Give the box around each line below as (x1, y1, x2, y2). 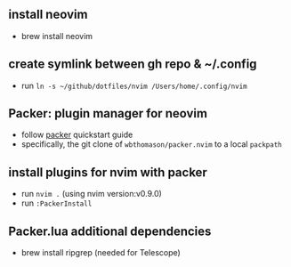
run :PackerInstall (20, 198, 93, 208)
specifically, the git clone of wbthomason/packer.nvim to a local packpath (20, 139, 282, 150)
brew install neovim (20, 30, 93, 41)
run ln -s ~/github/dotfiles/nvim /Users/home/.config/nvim (20, 80, 247, 91)
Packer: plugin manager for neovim (8, 106, 208, 121)
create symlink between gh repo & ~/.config (8, 57, 257, 72)
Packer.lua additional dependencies (8, 223, 212, 239)
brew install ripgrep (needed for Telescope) (20, 247, 182, 258)
